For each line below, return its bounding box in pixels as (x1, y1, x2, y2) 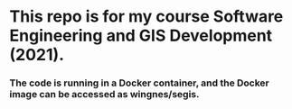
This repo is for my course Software (9, 6, 284, 27)
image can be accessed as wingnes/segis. (9, 88, 200, 101)
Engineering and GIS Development (9, 25, 273, 46)
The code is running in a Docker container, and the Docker (9, 77, 269, 89)
